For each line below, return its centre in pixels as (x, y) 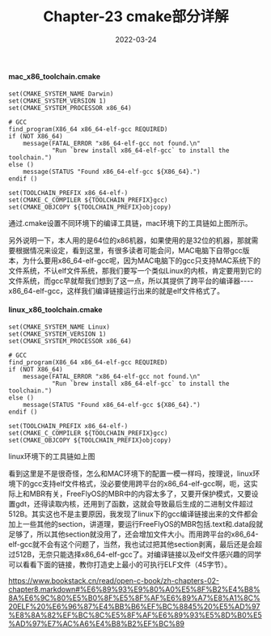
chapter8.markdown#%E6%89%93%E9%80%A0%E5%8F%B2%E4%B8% (134, 589)
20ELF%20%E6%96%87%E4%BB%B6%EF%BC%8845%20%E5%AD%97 (134, 606)
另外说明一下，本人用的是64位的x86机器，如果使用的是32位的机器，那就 (130, 240)
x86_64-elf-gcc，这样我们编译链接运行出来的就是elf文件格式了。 (116, 290)
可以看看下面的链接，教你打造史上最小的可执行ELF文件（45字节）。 (120, 564)
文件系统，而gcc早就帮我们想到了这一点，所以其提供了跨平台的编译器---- (131, 281)
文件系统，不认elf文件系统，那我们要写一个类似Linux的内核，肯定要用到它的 (135, 270)
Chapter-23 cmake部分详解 (136, 17)
